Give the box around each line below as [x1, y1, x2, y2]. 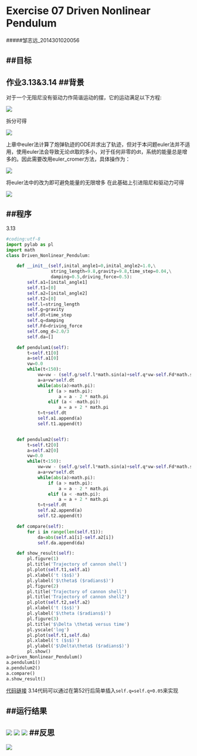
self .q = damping [27, 318, 64, 324]
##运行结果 [6, 706, 47, 716]
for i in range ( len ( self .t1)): [27, 529, 104, 535]
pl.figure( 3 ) [27, 616, 59, 622]
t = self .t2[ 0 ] [27, 442, 59, 448]
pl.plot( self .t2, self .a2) [27, 599, 91, 605]
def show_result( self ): [16, 550, 75, 557]
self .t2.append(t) [37, 513, 83, 519]
